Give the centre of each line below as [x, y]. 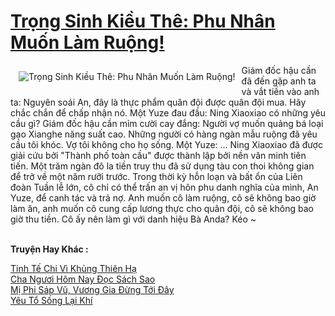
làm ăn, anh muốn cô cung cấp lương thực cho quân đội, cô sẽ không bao [162, 208]
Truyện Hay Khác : [49, 249]
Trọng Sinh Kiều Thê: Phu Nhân [143, 21]
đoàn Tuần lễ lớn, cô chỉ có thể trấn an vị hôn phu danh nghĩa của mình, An [164, 187]
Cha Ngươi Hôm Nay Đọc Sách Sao [83, 279]
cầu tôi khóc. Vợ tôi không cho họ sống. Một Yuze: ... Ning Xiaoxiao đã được [166, 144]
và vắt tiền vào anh [280, 91]
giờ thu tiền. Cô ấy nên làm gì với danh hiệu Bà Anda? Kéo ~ [133, 219]
